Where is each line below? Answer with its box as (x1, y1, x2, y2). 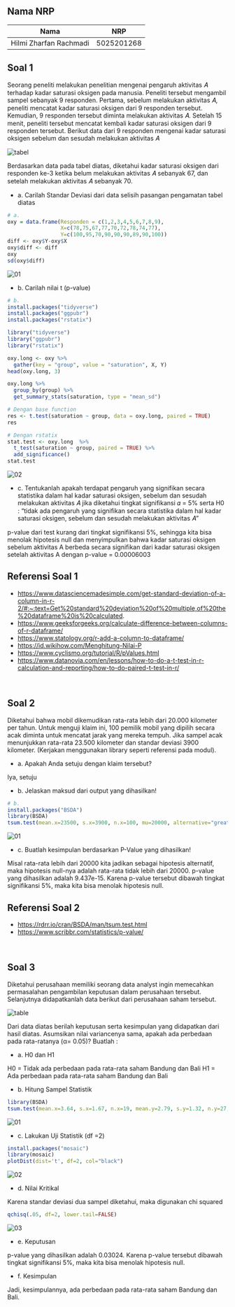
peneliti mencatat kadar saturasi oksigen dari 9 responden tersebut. (7, 104, 203, 112)
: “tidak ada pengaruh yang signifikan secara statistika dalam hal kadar (17, 507, 222, 515)
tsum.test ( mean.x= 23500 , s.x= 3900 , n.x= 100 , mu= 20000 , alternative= (7, 819, 211, 826)
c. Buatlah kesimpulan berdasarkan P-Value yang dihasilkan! (17, 846, 191, 854)
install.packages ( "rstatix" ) (7, 316, 92, 324)
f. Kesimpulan (17, 1272, 57, 1280)
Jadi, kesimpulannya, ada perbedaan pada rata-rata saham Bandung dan (7, 1285, 218, 1294)
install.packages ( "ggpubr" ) (7, 310, 90, 317)
